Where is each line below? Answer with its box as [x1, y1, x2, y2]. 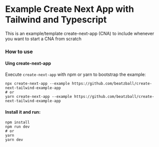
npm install [5, 120, 30, 125]
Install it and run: [5, 109, 41, 115]
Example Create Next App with [5, 3, 134, 15]
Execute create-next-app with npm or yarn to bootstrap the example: [5, 72, 146, 77]
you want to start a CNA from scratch [5, 36, 82, 42]
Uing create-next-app [5, 61, 51, 67]
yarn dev [5, 138, 23, 143]
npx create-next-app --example [5, 81, 70, 86]
